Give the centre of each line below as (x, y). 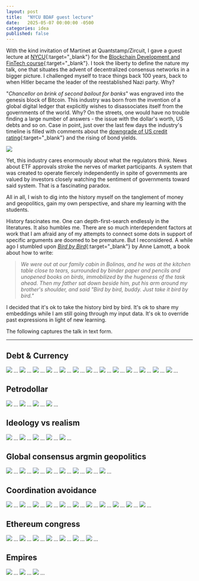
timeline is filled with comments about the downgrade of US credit (87, 132)
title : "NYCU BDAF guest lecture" (50, 17)
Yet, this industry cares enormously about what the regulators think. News (97, 160)
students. (18, 210)
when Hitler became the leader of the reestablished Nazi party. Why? (90, 82)
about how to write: (30, 253)
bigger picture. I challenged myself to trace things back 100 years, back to (97, 76)
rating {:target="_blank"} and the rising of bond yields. (72, 138)
